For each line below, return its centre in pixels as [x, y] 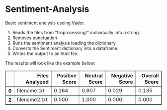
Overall [150, 75]
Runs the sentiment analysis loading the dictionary [64, 43]
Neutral [94, 75]
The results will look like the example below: [50, 63]
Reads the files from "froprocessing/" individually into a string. [76, 32]
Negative [122, 75]
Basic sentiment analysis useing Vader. [45, 23]
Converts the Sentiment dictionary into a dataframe [65, 48]
